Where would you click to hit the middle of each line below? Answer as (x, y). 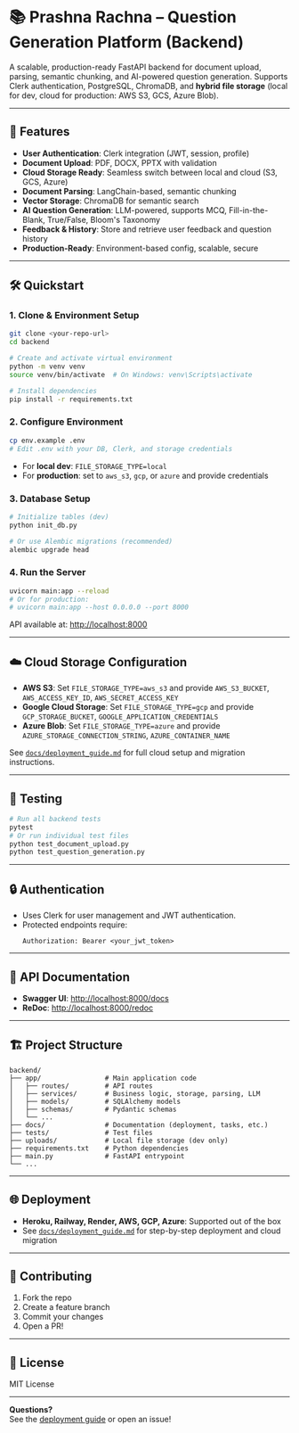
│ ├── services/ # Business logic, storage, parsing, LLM (135, 1093)
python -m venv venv (48, 366)
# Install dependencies (53, 391)
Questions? (31, 1410)
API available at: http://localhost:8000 (78, 624)
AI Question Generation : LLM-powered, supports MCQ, (124, 210)
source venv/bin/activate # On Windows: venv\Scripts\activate (131, 375)
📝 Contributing (51, 1276)
